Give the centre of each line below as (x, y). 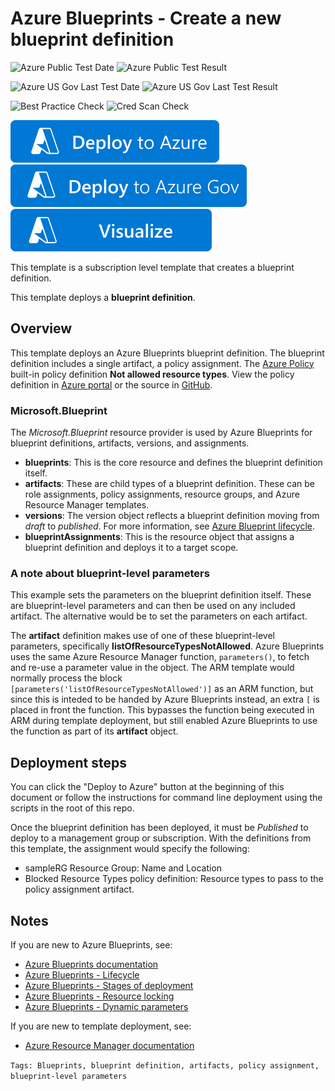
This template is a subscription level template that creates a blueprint (152, 267)
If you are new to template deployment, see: (101, 1026)
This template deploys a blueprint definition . (103, 297)
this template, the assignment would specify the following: (130, 849)
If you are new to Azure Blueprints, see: (91, 944)
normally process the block (66, 678)
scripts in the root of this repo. (72, 808)
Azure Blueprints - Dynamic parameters (106, 1006)
